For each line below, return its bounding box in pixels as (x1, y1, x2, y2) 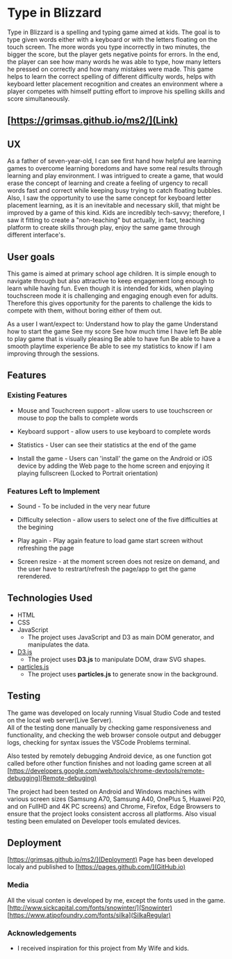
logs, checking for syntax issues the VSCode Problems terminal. (7, 738, 191, 746)
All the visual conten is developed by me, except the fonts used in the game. (7, 896, 226, 904)
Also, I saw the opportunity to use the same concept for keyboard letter (7, 193, 212, 203)
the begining (17, 523, 53, 531)
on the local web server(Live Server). (7, 715, 113, 724)
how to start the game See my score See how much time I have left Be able (7, 327, 222, 335)
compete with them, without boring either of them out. (7, 306, 163, 315)
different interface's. (7, 231, 66, 239)
